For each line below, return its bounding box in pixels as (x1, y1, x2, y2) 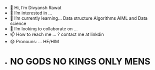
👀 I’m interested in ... (9, 10, 52, 16)
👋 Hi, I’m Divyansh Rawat (9, 5, 61, 10)
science (9, 20, 26, 26)
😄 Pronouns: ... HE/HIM (9, 39, 59, 44)
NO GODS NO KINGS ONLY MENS (9, 56, 151, 67)
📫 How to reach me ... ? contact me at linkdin (9, 31, 104, 37)
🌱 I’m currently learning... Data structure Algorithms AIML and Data (9, 15, 148, 21)
